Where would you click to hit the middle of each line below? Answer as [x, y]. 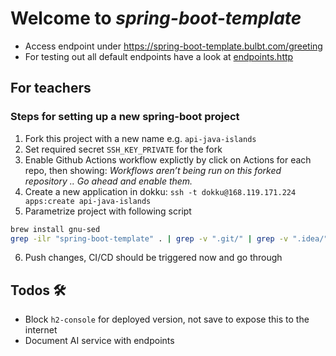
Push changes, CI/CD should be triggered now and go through [153, 258]
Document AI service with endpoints [99, 341]
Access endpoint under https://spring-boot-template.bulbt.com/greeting [173, 46]
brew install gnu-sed [55, 229]
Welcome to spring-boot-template [156, 18]
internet [41, 330]
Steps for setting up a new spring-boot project [125, 117]
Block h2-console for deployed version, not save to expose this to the [167, 319]
